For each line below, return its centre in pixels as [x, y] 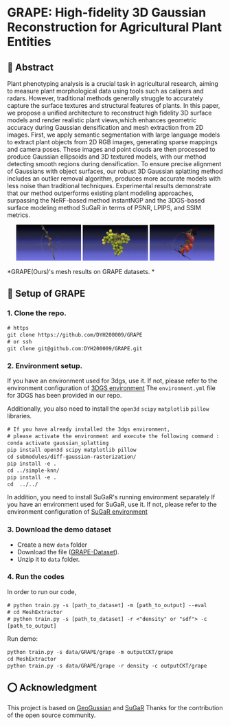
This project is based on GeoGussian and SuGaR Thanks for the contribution [115, 707]
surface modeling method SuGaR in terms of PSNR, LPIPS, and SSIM [104, 208]
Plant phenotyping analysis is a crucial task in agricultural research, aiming [113, 83]
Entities [29, 42]
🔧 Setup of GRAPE [46, 293]
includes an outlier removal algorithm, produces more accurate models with [114, 179]
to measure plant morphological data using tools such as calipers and [105, 91]
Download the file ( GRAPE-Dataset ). [68, 552]
